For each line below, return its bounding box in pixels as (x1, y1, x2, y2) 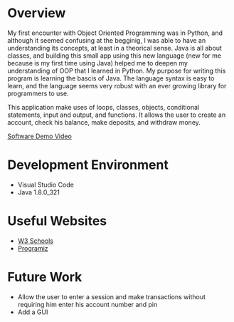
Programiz (17, 244, 48, 252)
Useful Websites (7, 213, 107, 229)
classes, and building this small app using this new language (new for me (7, 51, 222, 60)
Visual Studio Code (17, 180, 75, 189)
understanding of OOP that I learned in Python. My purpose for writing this (7, 66, 226, 75)
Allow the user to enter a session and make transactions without (17, 292, 206, 301)
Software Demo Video (7, 132, 73, 140)
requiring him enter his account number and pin (17, 300, 158, 308)
